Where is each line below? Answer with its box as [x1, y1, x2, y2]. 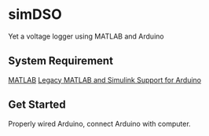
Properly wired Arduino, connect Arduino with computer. [8, 119, 191, 128]
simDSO [8, 6, 62, 24]
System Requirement [8, 54, 114, 68]
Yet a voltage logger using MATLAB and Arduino [8, 31, 164, 41]
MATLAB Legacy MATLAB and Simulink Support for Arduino [8, 75, 202, 84]
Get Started [8, 98, 66, 112]
